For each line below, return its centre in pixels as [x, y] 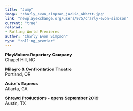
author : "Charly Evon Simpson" [37, 37]
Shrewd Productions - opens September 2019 [52, 98]
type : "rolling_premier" [30, 41]
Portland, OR [18, 74]
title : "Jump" [19, 9]
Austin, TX [15, 103]
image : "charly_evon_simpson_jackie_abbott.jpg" [55, 14]
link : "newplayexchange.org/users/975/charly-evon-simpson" [67, 18]
